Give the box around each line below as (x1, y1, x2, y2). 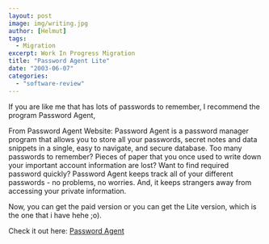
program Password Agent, (8, 110, 95, 120)
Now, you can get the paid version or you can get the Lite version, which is (8, 201, 257, 211)
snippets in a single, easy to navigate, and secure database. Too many (8, 143, 242, 153)
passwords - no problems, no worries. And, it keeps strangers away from (8, 177, 252, 187)
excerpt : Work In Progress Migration (8, 49, 136, 57)
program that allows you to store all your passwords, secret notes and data (8, 134, 258, 144)
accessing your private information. (8, 186, 127, 196)
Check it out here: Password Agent (8, 225, 124, 235)
